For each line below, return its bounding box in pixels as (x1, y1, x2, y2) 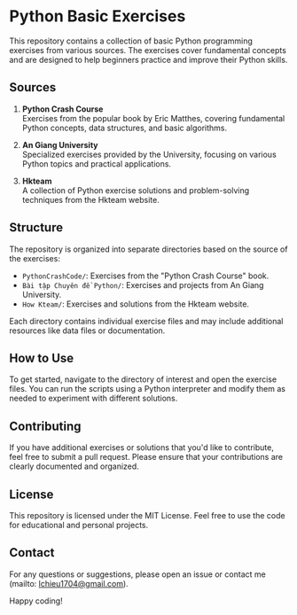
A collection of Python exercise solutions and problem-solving (21, 184, 250, 196)
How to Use (9, 350, 74, 365)
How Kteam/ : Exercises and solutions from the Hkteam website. (21, 299, 250, 309)
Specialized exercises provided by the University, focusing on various (21, 149, 277, 160)
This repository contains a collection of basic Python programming (9, 35, 253, 46)
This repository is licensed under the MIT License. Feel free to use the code (9, 510, 285, 520)
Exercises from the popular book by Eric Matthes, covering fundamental (21, 113, 285, 123)
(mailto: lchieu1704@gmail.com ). (9, 578, 129, 588)
